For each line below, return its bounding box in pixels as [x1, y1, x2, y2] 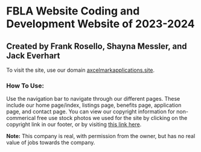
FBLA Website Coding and [6, 4, 140, 18]
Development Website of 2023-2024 [6, 17, 195, 31]
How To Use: [6, 81, 44, 90]
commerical [6, 115, 36, 122]
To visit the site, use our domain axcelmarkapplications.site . [6, 66, 155, 74]
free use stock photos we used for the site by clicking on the [37, 115, 188, 122]
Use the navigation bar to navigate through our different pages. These [6, 95, 180, 103]
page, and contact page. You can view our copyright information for [6, 108, 175, 115]
